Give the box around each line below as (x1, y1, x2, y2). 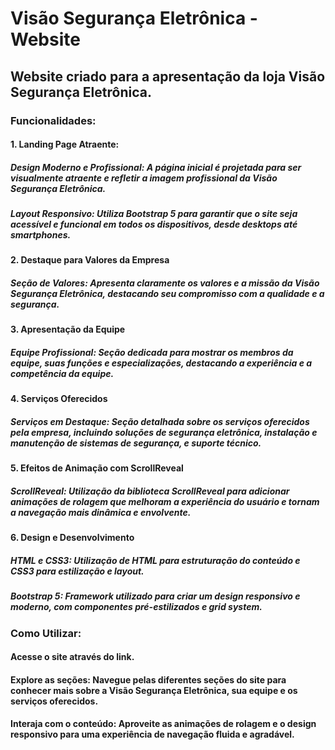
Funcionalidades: (10, 113, 97, 127)
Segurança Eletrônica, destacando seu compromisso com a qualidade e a (10, 288, 325, 300)
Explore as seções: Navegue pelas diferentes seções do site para (10, 673, 287, 686)
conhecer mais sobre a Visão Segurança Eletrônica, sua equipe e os (10, 684, 298, 696)
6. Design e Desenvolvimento (10, 532, 135, 544)
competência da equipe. (10, 368, 115, 379)
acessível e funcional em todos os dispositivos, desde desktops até (10, 218, 298, 231)
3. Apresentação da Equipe (10, 323, 126, 336)
